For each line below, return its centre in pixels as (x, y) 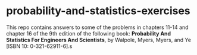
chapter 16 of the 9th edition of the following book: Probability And (89, 33)
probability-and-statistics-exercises (98, 11)
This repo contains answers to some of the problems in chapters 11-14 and (97, 27)
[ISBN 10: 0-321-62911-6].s (39, 46)
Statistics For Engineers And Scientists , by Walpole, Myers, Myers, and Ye (99, 40)
